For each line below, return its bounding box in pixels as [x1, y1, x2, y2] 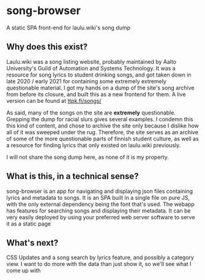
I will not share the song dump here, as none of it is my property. [6, 153, 170, 161]
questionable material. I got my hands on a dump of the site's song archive [6, 84, 195, 91]
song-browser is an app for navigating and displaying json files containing [6, 187, 193, 195]
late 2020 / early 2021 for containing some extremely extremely [6, 77, 166, 85]
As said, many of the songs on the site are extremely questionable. [6, 108, 176, 116]
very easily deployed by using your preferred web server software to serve [6, 213, 195, 221]
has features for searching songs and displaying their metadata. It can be [6, 206, 191, 214]
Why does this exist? [6, 42, 88, 52]
